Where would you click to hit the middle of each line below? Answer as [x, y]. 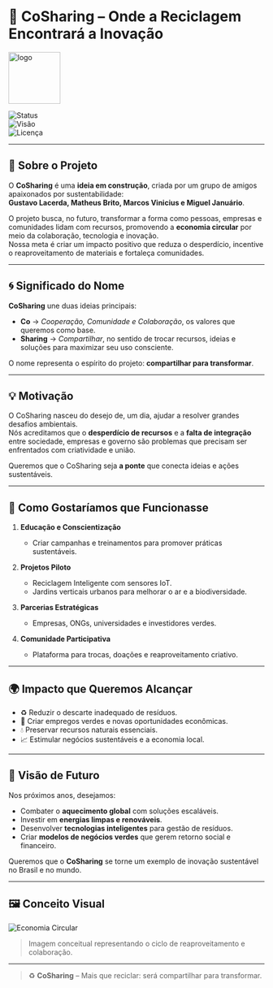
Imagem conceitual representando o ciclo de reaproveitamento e [136, 943]
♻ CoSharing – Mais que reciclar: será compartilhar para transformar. [145, 975]
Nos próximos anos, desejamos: [62, 795]
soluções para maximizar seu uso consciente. [97, 347]
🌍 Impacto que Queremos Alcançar [101, 689]
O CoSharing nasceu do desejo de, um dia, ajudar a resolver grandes [124, 416]
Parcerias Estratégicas [59, 608]
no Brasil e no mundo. [45, 869]
